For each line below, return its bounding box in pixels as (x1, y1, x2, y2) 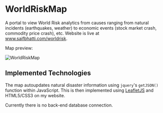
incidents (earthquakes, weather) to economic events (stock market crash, (5, 25, 157, 31)
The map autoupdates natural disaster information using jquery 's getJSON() (5, 82, 159, 88)
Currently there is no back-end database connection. (5, 102, 113, 108)
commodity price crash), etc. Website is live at (5, 30, 100, 36)
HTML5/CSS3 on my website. (5, 92, 65, 98)
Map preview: (5, 45, 33, 51)
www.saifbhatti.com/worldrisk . (5, 36, 68, 41)
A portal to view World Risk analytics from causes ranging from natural (5, 20, 149, 26)
